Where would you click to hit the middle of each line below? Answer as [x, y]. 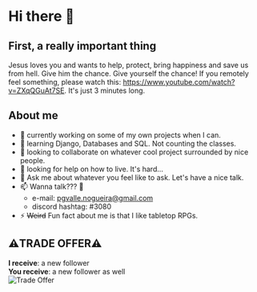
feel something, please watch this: [65, 82]
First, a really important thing [82, 46]
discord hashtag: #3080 [72, 206]
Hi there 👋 [41, 16]
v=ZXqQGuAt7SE [36, 90]
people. [32, 160]
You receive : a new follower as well [67, 271]
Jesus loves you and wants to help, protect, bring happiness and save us [128, 65]
